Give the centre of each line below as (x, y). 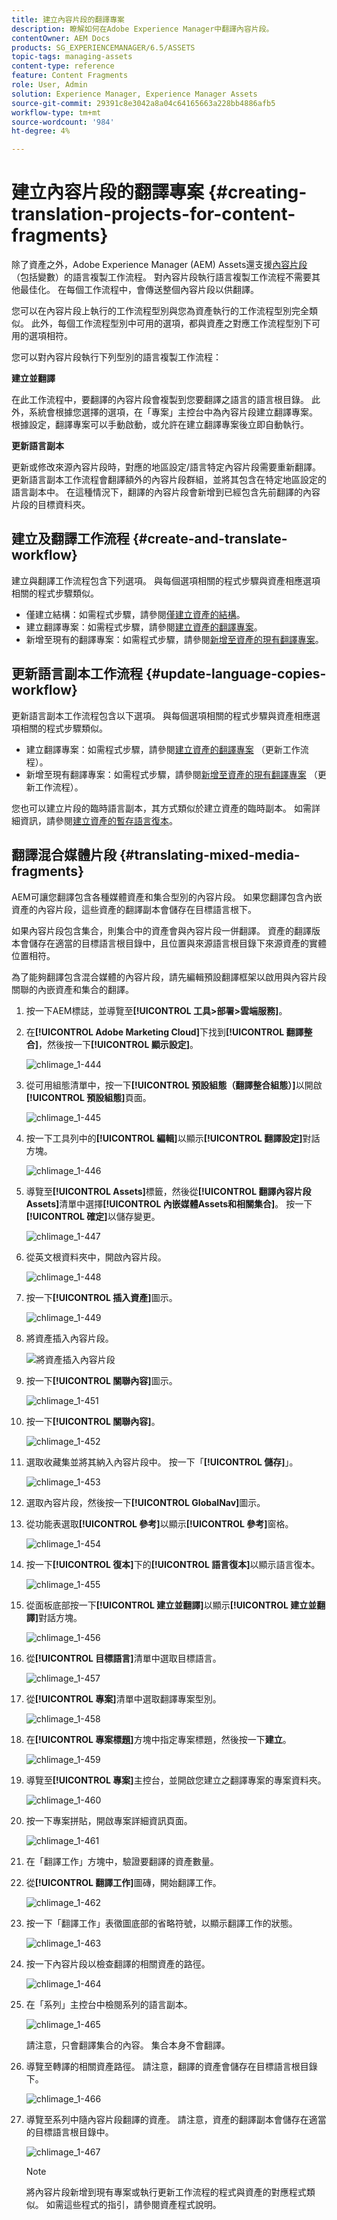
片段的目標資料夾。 (51, 505)
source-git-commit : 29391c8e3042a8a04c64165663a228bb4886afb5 (143, 103)
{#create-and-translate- (210, 539)
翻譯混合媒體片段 (64, 855)
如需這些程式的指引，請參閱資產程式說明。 (133, 2204)
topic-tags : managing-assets (72, 57)
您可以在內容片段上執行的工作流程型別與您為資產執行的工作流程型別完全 (160, 311)
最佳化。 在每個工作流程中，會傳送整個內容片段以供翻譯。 (139, 290)
